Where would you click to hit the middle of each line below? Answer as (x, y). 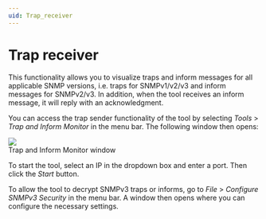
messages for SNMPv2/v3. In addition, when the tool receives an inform (126, 94)
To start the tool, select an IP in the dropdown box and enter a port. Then (128, 165)
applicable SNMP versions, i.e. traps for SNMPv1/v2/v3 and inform (117, 85)
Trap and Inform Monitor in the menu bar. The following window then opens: (133, 126)
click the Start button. (44, 174)
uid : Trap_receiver (41, 16)
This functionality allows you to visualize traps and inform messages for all (131, 77)
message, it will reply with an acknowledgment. (86, 102)
